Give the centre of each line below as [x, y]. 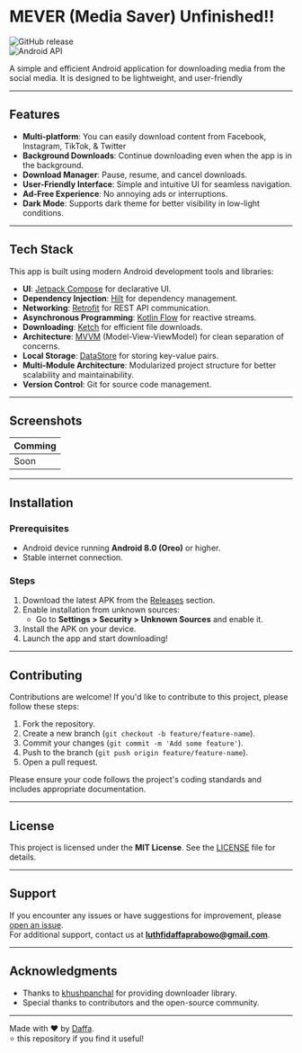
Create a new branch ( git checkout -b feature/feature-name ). [139, 734]
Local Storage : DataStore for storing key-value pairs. [120, 355]
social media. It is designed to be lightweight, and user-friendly [126, 77]
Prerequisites [39, 528]
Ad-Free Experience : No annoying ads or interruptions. [125, 193]
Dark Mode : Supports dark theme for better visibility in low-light [141, 203]
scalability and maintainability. [78, 374]
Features [35, 115]
